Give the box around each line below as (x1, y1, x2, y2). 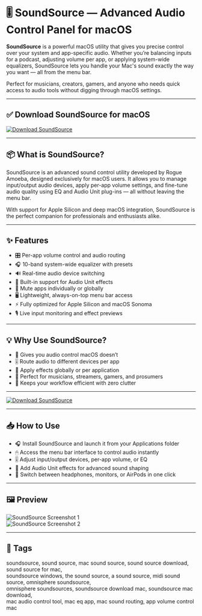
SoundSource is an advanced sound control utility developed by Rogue (6, 168, 182, 176)
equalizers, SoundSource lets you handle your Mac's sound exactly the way (6, 62, 194, 69)
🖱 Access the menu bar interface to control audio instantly (14, 448, 159, 456)
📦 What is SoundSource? (6, 149, 105, 160)
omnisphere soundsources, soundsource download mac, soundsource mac (6, 585, 194, 592)
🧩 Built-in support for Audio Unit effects (14, 278, 113, 286)
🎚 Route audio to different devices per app (14, 358, 120, 365)
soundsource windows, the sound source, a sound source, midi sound (6, 572, 180, 579)
